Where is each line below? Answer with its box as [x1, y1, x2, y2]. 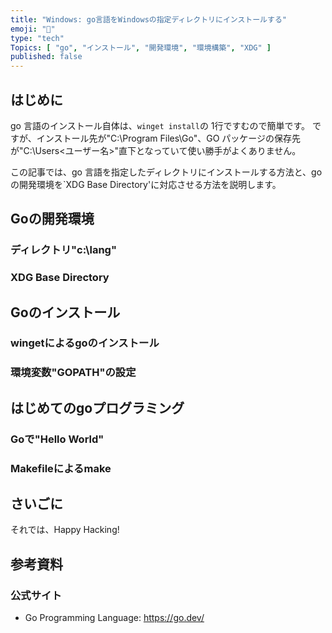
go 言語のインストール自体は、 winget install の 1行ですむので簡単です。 [10, 119, 311, 131]
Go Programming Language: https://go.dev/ [24, 612, 205, 624]
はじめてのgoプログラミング [10, 399, 185, 416]
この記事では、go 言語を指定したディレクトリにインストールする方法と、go [10, 166, 323, 178]
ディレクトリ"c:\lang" [10, 243, 117, 257]
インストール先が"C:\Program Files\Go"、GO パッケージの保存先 [36, 132, 302, 144]
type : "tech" [10, 33, 65, 43]
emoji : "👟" [10, 24, 56, 34]
